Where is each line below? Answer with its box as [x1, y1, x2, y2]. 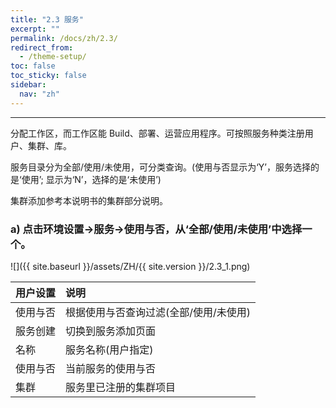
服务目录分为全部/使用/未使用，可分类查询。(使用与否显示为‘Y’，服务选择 [10, 161, 311, 173]
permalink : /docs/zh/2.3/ [10, 33, 118, 43]
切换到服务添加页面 [65, 324, 157, 338]
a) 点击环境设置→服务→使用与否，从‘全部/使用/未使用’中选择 [10, 222, 303, 236]
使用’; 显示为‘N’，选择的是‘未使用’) [21, 173, 162, 185]
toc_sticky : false [10, 71, 87, 81]
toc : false [10, 61, 56, 71]
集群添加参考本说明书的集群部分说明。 [10, 194, 168, 206]
